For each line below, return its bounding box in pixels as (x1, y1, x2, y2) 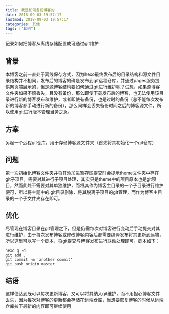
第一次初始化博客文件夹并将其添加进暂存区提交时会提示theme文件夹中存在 (5, 170, 159, 176)
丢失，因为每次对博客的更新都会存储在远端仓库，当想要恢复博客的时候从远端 (5, 297, 164, 303)
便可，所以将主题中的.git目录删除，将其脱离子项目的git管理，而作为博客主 (5, 189, 158, 195)
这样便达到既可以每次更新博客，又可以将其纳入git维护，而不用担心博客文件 (5, 291, 160, 297)
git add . (5, 253, 26, 258)
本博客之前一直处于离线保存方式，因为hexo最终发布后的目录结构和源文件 (5, 71, 156, 77)
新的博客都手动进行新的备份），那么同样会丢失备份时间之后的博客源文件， (5, 102, 157, 108)
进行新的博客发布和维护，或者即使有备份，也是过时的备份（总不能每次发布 (9, 96, 164, 102)
